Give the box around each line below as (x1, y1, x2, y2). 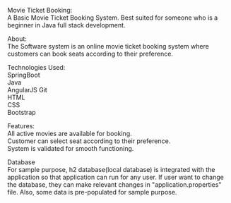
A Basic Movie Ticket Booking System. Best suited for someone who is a (7, 13, 218, 22)
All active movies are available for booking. (7, 130, 132, 137)
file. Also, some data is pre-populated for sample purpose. (7, 188, 177, 196)
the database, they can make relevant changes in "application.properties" (7, 180, 222, 189)
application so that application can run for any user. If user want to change (7, 173, 224, 181)
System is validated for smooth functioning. (7, 144, 134, 152)
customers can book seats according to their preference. (7, 49, 173, 58)
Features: (7, 122, 35, 130)
